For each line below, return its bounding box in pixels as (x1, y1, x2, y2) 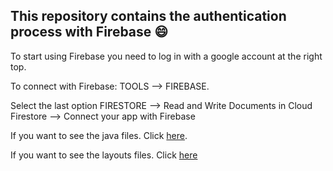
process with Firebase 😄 (10, 24, 169, 41)
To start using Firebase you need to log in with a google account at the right (10, 50, 323, 62)
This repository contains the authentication (10, 8, 287, 25)
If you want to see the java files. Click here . (10, 129, 188, 141)
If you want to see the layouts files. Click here (10, 149, 198, 161)
